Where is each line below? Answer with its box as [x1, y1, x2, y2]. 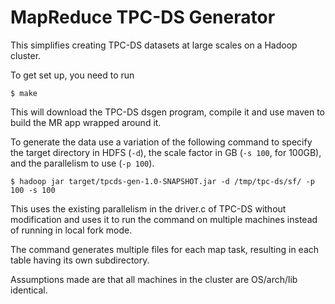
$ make [10, 88, 38, 98]
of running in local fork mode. [10, 224, 133, 236]
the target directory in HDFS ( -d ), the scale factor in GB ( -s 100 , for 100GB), [10, 146, 322, 158]
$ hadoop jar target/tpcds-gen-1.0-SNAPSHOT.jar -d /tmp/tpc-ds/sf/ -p [10, 176, 315, 186]
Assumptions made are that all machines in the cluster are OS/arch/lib [10, 273, 298, 285]
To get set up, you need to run [10, 69, 135, 81]
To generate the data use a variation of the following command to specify [10, 136, 313, 148]
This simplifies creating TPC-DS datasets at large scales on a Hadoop [10, 39, 298, 51]
